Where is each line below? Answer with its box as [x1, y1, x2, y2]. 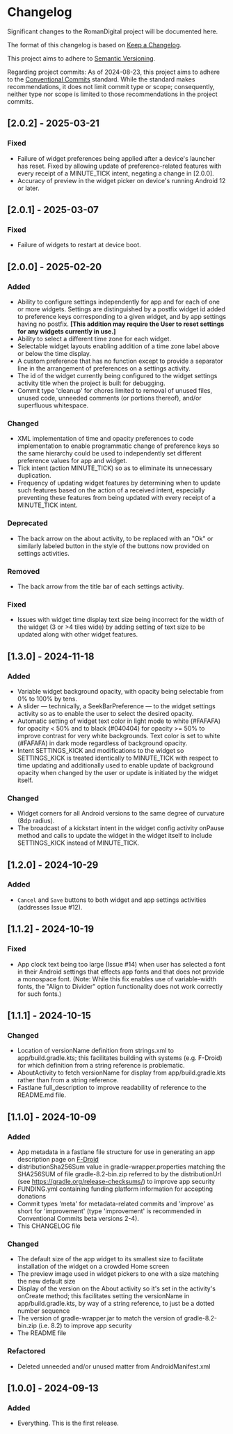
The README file [17, 1329, 67, 1337]
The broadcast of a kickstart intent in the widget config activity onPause [17, 824, 225, 832]
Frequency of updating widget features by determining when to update [17, 478, 221, 488]
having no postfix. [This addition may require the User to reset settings [17, 320, 225, 328]
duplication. [17, 471, 51, 480]
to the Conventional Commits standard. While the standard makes [7, 75, 195, 84]
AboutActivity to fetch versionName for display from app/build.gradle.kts [17, 1068, 226, 1077]
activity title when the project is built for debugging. [17, 379, 166, 387]
